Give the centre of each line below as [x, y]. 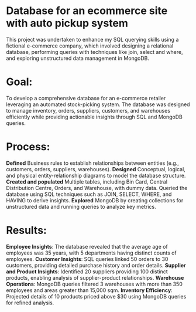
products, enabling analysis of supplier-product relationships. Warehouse [95, 277]
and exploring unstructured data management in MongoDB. [78, 58]
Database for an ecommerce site [87, 11]
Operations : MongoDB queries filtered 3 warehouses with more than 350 [94, 284]
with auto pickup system [67, 23]
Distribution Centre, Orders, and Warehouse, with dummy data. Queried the [97, 188]
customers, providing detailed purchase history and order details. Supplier [96, 265]
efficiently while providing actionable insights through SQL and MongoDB [94, 117]
